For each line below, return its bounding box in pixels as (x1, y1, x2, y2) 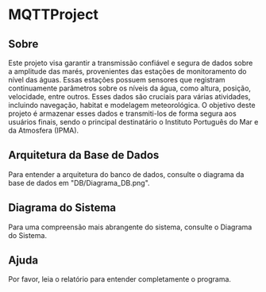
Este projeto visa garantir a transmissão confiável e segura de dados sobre (8, 58, 253, 67)
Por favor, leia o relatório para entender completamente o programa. (8, 275, 232, 284)
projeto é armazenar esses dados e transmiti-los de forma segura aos (8, 109, 237, 118)
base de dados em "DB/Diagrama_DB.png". (8, 178, 150, 187)
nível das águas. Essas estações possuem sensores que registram (8, 75, 226, 84)
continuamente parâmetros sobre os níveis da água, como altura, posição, (8, 83, 252, 93)
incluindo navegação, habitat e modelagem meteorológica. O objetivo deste (8, 101, 256, 109)
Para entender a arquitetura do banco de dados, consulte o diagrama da (8, 169, 245, 179)
